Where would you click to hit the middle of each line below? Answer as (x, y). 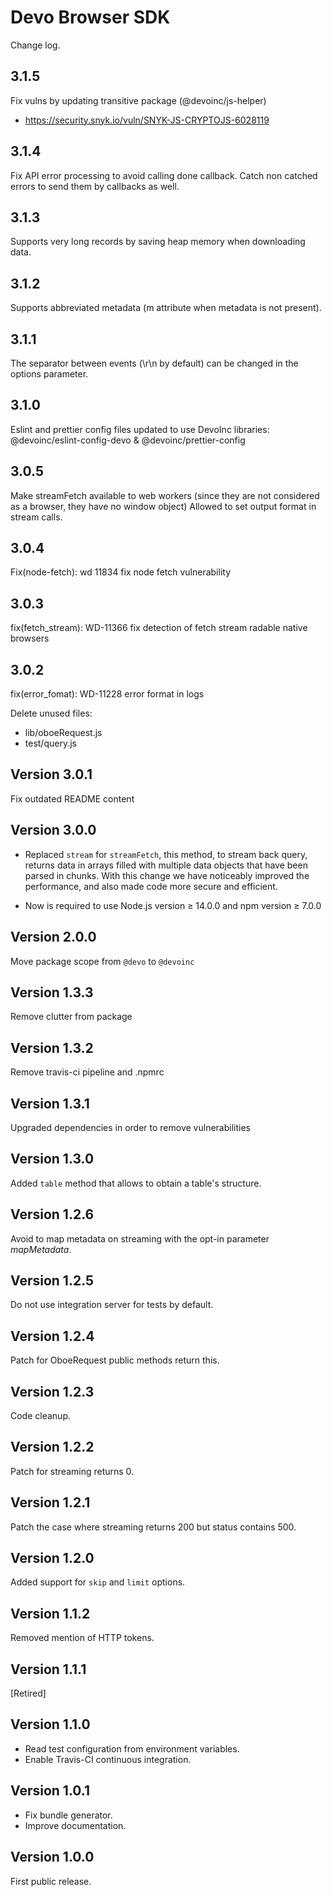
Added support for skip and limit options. (98, 1582)
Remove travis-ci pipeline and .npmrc (87, 1072)
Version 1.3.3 (52, 992)
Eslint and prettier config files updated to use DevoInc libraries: (140, 429)
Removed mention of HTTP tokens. (82, 1638)
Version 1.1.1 (48, 1669)
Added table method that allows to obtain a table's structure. (136, 1183)
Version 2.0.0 (53, 937)
